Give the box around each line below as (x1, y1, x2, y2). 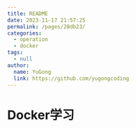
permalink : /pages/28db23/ (7, 23, 86, 30)
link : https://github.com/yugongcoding (13, 74, 130, 82)
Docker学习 (7, 107, 75, 122)
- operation (13, 36, 49, 43)
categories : (7, 29, 42, 37)
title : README (7, 10, 49, 17)
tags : (7, 49, 23, 56)
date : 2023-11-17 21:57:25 (7, 17, 86, 24)
